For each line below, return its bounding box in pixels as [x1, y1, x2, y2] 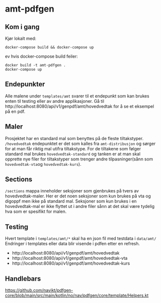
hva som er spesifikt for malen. [5, 208, 67, 214]
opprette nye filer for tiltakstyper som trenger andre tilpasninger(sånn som [5, 156, 153, 162]
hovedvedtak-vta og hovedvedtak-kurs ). [5, 161, 81, 167]
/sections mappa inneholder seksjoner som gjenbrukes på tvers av [5, 188, 139, 194]
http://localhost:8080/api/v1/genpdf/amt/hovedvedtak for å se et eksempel [5, 103, 154, 109]
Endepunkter [5, 80, 45, 88]
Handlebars [5, 274, 41, 283]
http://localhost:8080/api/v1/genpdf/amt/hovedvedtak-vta [12, 255, 128, 261]
